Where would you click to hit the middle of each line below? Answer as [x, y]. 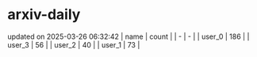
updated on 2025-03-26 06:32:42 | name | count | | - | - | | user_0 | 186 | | [128, 36]
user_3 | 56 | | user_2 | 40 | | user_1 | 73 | [74, 44]
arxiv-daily [44, 15]
